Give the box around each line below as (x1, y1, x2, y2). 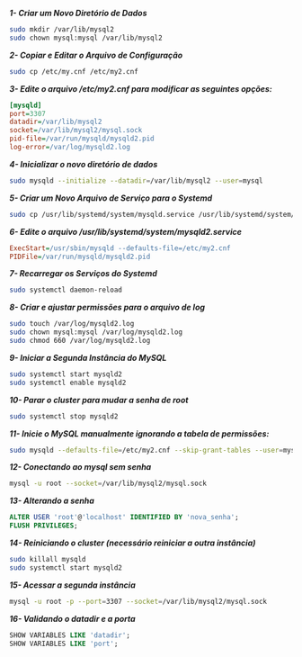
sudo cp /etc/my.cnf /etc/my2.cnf (9, 67, 139, 76)
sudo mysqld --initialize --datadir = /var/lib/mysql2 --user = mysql (9, 175, 263, 185)
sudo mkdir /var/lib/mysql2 (9, 25, 115, 34)
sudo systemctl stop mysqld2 (9, 411, 119, 421)
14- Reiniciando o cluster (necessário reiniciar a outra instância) (9, 537, 256, 548)
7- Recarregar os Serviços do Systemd (9, 268, 157, 279)
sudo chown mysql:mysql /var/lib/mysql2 (9, 33, 164, 42)
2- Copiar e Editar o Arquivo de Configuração (9, 49, 183, 60)
